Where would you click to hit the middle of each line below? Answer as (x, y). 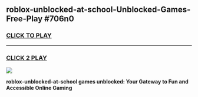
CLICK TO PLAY (29, 36)
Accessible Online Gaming (39, 88)
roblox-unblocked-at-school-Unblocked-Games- (98, 10)
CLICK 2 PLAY (27, 58)
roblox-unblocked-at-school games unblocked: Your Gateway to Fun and (97, 81)
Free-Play (24, 19)
